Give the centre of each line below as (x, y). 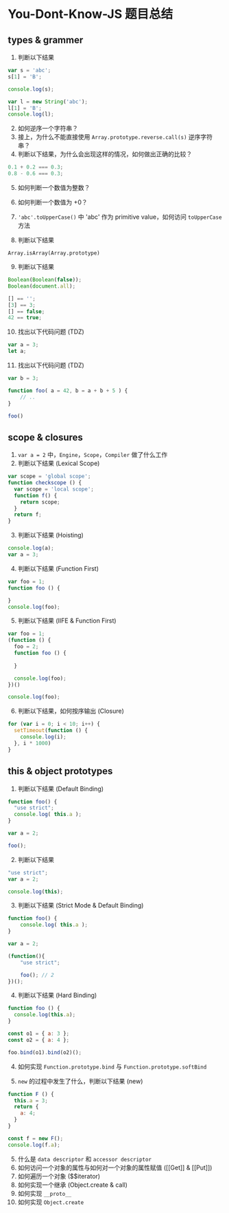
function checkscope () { (45, 483)
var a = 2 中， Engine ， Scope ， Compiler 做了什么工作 (93, 455)
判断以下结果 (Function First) (58, 568)
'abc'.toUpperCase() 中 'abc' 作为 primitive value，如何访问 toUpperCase (120, 217)
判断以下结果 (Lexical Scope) (59, 463)
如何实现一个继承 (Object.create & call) (72, 1185)
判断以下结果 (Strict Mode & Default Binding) (81, 905)
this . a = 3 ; (31, 1101)
